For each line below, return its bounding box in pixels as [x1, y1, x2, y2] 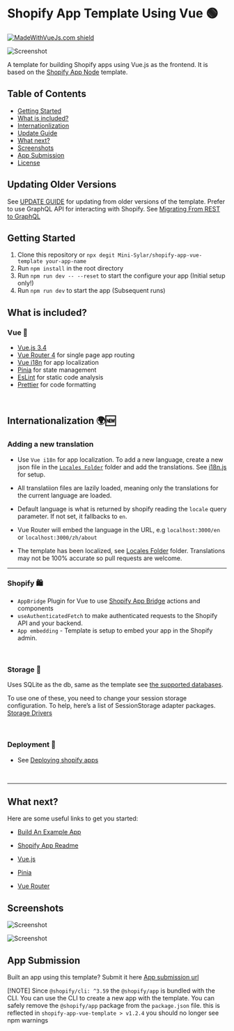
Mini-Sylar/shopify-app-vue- [118, 252, 203, 259]
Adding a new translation [7, 439, 94, 449]
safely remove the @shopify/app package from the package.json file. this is [7, 1002, 221, 1010]
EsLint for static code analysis [17, 373, 104, 382]
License [17, 158, 40, 167]
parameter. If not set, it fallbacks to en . [17, 512, 127, 520]
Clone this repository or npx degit [17, 250, 115, 259]
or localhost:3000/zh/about [17, 533, 97, 541]
